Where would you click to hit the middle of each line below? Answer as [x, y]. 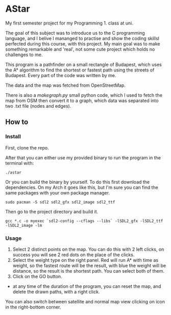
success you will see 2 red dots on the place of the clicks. [74, 255]
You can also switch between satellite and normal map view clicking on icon [85, 301]
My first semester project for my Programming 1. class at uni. [69, 23]
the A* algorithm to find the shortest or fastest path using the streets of [80, 70]
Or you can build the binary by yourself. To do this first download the [78, 182]
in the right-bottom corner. [33, 307]
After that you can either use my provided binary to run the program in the [83, 157]
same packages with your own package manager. [57, 192]
